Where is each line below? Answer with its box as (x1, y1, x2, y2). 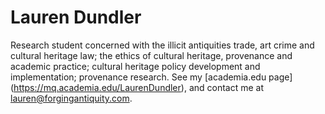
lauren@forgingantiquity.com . (10, 92, 133, 104)
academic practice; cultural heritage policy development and (10, 60, 261, 72)
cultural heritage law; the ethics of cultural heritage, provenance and (10, 49, 293, 61)
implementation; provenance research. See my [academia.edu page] (10, 71, 293, 83)
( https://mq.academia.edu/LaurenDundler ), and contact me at (10, 81, 265, 93)
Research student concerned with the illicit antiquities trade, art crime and (10, 39, 315, 51)
